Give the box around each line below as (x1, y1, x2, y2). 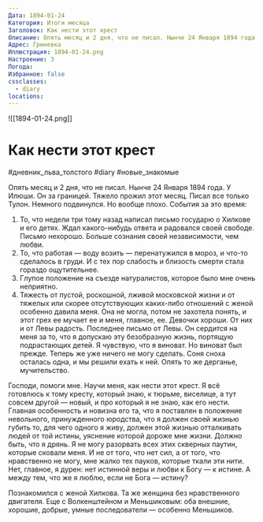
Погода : (8, 63, 34, 71)
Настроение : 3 (8, 56, 55, 64)
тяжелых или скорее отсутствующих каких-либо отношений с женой (19, 299, 254, 308)
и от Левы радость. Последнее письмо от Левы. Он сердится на (19, 324, 238, 334)
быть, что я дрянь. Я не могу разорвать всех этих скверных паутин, (8, 439, 238, 449)
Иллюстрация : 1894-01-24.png (8, 48, 104, 56)
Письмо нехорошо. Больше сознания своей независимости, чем (19, 232, 239, 241)
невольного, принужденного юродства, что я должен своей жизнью (8, 415, 239, 424)
